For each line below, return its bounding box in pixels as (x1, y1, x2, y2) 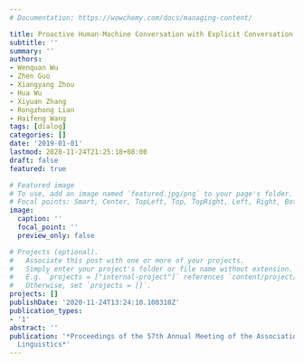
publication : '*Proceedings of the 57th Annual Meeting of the (9, 331, 253, 340)
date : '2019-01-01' (9, 139, 83, 148)
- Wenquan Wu (9, 63, 59, 72)
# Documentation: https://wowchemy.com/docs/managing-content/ (9, 13, 253, 23)
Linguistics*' (17, 340, 71, 349)
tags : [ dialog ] (9, 122, 67, 131)
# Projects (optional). (9, 247, 100, 256)
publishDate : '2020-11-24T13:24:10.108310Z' (9, 298, 180, 307)
